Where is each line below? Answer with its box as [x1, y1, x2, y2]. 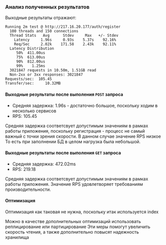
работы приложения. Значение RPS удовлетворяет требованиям [5, 181, 143, 187]
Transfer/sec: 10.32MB [5, 81, 61, 86]
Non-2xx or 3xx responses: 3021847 [9, 72, 83, 78]
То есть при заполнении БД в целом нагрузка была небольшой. [5, 138, 141, 145]
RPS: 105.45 [12, 113, 37, 119]
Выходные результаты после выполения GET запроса [5, 150, 121, 156]
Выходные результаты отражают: [5, 15, 77, 21]
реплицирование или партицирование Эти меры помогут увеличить [5, 224, 151, 230]
